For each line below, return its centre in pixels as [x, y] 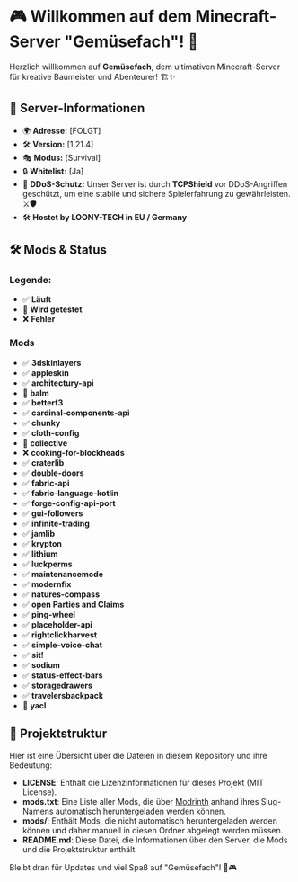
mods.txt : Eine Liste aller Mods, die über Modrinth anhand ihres [140, 801]
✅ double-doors [53, 473]
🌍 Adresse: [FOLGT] [61, 130]
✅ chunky [41, 423]
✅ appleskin [45, 372]
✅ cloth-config [51, 432]
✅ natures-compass [61, 594]
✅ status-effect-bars [62, 675]
